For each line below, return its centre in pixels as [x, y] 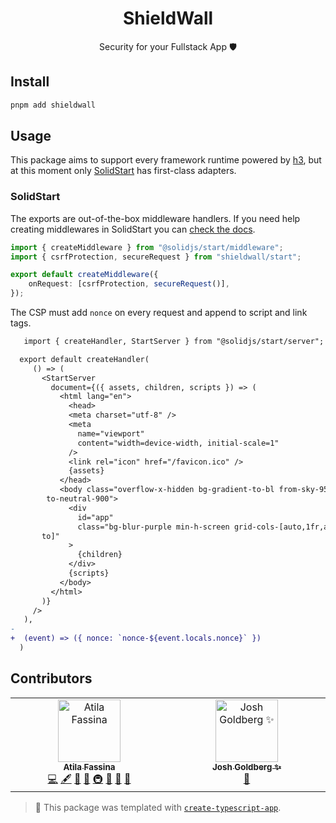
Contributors [51, 678]
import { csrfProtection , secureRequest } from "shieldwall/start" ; [156, 257]
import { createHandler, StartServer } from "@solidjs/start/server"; [174, 342]
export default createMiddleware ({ [84, 275]
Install [30, 82]
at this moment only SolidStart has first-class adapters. [123, 171]
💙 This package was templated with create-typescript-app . [158, 807]
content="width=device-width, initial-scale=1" [178, 443]
